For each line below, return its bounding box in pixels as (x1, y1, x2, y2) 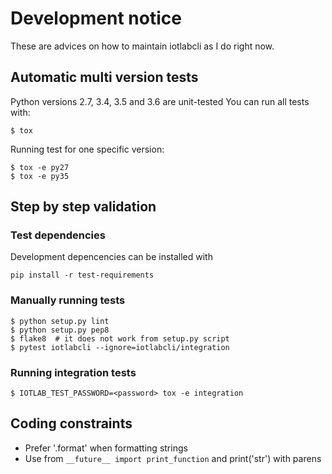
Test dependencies (10, 228, 106, 242)
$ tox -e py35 (10, 171, 70, 181)
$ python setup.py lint (10, 316, 110, 326)
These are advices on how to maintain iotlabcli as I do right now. (10, 40, 275, 52)
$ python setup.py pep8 (10, 325, 110, 335)
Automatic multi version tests (10, 69, 199, 86)
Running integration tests (10, 365, 137, 379)
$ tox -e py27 (10, 162, 70, 172)
